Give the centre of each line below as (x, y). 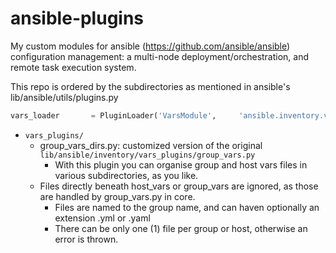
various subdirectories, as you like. (126, 175)
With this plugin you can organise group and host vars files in (181, 164)
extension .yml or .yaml (102, 218)
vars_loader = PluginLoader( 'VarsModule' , (113, 115)
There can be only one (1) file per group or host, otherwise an (181, 228)
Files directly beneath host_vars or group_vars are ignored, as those (179, 186)
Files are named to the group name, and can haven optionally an (187, 207)
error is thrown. (86, 239)
